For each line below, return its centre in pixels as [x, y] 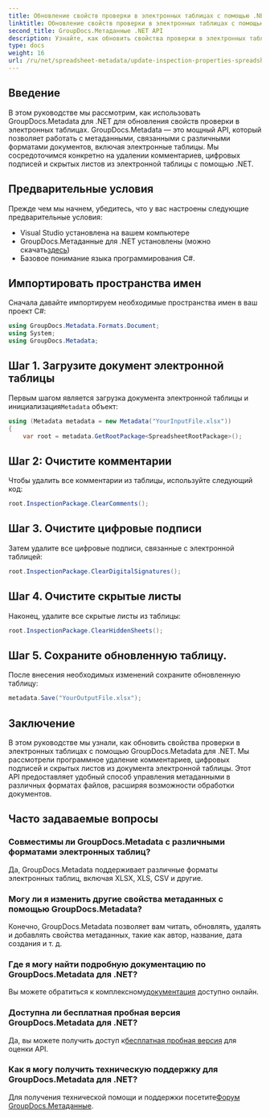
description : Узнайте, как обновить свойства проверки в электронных [127, 38]
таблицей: [25, 556]
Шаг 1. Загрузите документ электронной [116, 366]
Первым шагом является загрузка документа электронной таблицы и [129, 398]
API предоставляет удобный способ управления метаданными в [119, 776]
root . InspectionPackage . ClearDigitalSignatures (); [95, 571]
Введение [35, 93]
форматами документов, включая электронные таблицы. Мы [114, 146]
